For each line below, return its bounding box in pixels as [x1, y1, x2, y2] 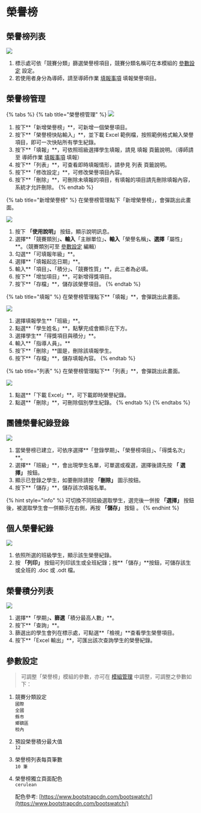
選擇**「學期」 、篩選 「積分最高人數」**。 [14, 614, 118, 622]
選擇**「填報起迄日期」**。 [14, 257, 84, 265]
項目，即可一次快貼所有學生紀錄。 [14, 139, 99, 146]
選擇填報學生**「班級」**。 [14, 317, 84, 324]
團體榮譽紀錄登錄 [6, 418, 69, 428]
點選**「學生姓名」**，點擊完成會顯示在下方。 [14, 325, 130, 332]
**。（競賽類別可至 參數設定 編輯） [14, 242, 100, 250]
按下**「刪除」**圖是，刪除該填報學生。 [14, 347, 115, 354]
